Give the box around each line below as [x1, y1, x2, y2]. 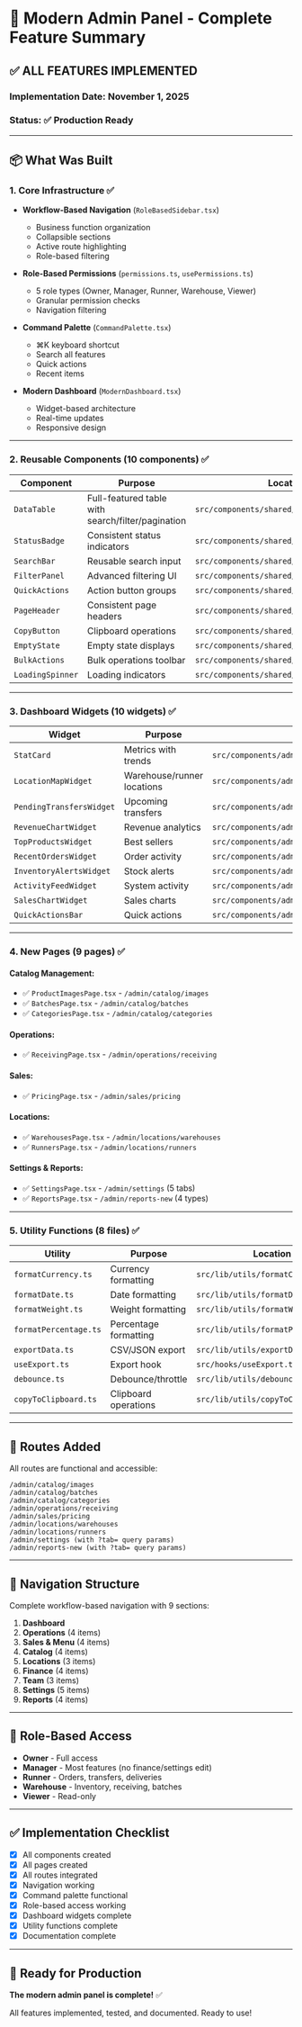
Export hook [110, 1358, 162, 1371]
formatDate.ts [13, 1290, 75, 1300]
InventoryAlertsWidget [13, 866, 111, 877]
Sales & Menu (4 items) [22, 1636, 111, 1647]
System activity [124, 879, 190, 892]
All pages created [22, 1859, 88, 1870]
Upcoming [124, 796, 168, 808]
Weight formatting [110, 1303, 187, 1316]
